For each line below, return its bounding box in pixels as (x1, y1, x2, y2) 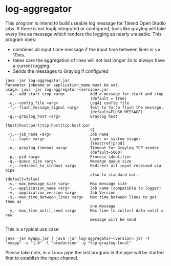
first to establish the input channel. (5, 255, 78, 261)
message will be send (90, 217, 137, 222)
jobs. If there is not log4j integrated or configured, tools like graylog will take (5, 25, 166, 31)
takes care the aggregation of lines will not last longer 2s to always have (12, 57, 165, 63)
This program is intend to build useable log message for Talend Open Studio (5, 20, 166, 26)
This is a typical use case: (5, 226, 60, 232)
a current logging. (12, 63, 51, 69)
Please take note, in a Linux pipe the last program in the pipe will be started (5, 249, 164, 255)
